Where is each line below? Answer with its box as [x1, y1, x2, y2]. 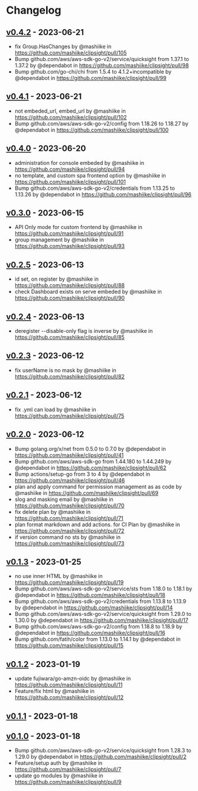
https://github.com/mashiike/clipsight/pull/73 [14, 539, 125, 547]
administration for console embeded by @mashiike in [14, 159, 145, 166]
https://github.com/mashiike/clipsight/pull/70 [14, 502, 125, 509]
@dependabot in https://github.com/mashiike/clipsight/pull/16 [14, 630, 165, 637]
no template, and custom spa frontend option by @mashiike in [14, 171, 167, 179]
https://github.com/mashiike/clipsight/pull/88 [14, 282, 125, 289]
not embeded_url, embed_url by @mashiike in [14, 107, 126, 115]
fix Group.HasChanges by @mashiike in [14, 43, 112, 50]
